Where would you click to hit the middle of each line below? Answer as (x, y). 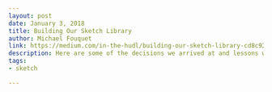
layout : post (30, 16)
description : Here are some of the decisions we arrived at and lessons (134, 53)
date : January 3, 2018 (47, 23)
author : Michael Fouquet (50, 38)
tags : (17, 61)
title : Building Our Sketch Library (70, 31)
